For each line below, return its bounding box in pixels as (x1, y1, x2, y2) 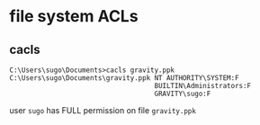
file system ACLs (9, 6, 139, 27)
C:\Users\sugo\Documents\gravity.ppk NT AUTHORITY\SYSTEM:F (9, 74, 240, 83)
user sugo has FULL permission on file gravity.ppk (9, 105, 196, 115)
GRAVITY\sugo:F (154, 89, 211, 98)
